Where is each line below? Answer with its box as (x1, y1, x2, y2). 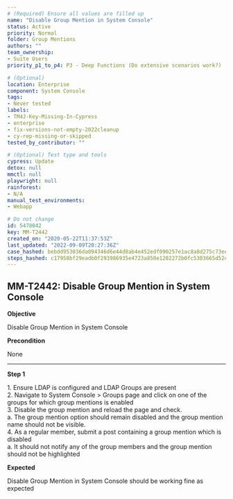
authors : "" (7, 42, 42, 49)
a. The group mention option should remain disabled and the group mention (7, 413, 223, 421)
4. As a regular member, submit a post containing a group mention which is (7, 428, 222, 436)
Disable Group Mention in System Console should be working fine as (7, 477, 204, 485)
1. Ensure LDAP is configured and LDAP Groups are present (7, 384, 177, 392)
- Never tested (7, 100, 51, 108)
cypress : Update (7, 158, 54, 165)
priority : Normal (7, 29, 58, 37)
